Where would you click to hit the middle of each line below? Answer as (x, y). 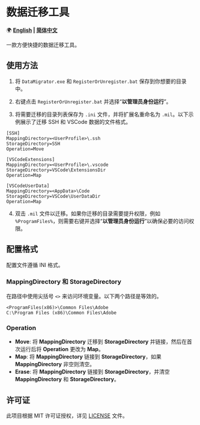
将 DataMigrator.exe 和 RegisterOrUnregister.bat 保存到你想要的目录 (101, 81)
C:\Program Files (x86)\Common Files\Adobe (62, 313)
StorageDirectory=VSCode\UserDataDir (53, 196)
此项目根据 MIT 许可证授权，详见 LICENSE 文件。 (67, 415)
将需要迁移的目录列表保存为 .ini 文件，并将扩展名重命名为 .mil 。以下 (102, 114)
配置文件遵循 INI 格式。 (35, 264)
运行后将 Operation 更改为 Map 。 (62, 349)
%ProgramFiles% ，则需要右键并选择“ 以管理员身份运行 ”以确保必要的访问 (102, 221)
